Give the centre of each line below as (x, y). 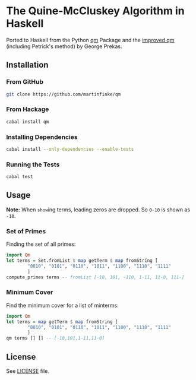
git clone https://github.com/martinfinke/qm (63, 94)
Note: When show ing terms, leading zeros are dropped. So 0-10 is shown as (98, 210)
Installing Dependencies (42, 137)
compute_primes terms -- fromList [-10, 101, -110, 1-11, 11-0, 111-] (95, 277)
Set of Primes (26, 231)
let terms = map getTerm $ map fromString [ (62, 322)
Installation (27, 65)
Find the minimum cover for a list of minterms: (62, 305)
